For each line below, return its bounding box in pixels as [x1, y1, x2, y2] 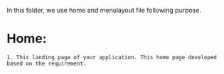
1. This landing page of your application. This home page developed [6, 54, 218, 61]
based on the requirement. [6, 60, 87, 67]
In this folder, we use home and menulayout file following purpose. [6, 6, 202, 14]
